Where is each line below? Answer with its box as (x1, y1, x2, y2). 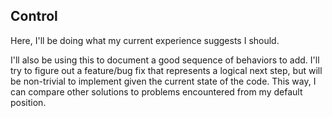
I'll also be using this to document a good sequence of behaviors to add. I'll (10, 54, 320, 66)
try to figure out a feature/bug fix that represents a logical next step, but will (10, 64, 323, 76)
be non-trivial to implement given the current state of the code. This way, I (10, 75, 317, 87)
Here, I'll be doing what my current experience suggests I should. (10, 34, 280, 46)
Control (10, 8, 58, 25)
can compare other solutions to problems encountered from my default (10, 85, 303, 98)
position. (10, 96, 47, 108)
